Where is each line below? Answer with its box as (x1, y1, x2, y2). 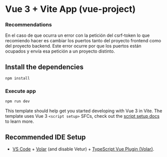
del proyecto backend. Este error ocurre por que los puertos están (5, 43, 142, 49)
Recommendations (5, 21, 52, 28)
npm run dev (5, 99, 30, 104)
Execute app (5, 88, 36, 95)
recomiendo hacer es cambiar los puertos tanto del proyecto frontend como (5, 38, 161, 44)
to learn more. (5, 118, 34, 125)
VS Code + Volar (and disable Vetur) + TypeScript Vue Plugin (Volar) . (12, 146, 155, 152)
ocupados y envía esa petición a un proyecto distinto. (5, 48, 115, 54)
